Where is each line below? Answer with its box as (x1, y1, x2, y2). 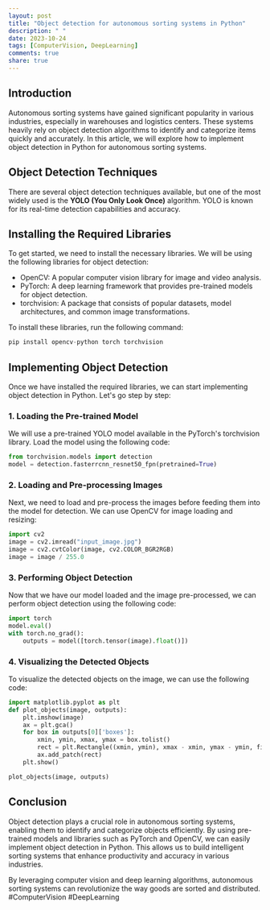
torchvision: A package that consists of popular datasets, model (19, 299, 231, 308)
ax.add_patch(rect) (37, 751, 103, 759)
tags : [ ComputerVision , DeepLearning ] (8, 42, 138, 50)
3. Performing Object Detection (8, 572, 133, 583)
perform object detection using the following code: (8, 599, 177, 609)
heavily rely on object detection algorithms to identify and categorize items (8, 125, 256, 134)
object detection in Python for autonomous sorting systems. (8, 142, 207, 151)
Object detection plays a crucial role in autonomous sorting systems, (8, 817, 235, 826)
